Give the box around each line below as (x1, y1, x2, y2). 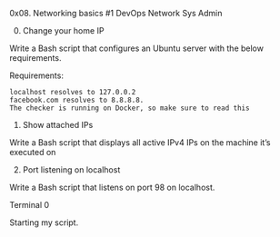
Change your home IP (22, 25, 105, 35)
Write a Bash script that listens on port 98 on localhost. (9, 182, 215, 193)
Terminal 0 (9, 200, 50, 210)
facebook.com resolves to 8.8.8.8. (9, 95, 145, 104)
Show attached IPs (22, 120, 94, 130)
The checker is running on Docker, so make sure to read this (9, 104, 250, 113)
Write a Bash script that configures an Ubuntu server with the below (9, 43, 264, 54)
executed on (9, 147, 56, 157)
